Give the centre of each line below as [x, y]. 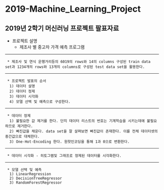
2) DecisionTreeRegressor [36, 178]
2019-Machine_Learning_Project [73, 9]
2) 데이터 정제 [22, 91]
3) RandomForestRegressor [36, 183]
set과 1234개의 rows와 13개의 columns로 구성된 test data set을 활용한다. [75, 67]
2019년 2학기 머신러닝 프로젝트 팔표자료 [62, 28]
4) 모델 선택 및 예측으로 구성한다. [40, 102]
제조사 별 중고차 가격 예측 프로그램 [52, 47]
